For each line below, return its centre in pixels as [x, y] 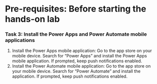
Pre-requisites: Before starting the [76, 9]
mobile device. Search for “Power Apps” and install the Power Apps [79, 56]
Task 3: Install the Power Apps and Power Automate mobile [76, 34]
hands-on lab [32, 19]
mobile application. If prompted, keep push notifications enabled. [77, 61]
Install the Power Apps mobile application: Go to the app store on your [82, 51]
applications [20, 41]
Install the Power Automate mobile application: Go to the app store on [81, 66]
